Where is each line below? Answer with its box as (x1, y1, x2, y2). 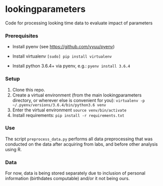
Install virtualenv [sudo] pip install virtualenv (12, 53, 112, 59)
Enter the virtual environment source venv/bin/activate (12, 107, 127, 113)
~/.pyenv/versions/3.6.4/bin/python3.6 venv (12, 102, 106, 107)
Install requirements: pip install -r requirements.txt (12, 112, 125, 118)
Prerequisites (5, 32, 38, 39)
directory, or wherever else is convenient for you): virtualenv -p (12, 97, 145, 103)
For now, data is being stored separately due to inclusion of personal (5, 170, 146, 176)
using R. (5, 146, 22, 152)
